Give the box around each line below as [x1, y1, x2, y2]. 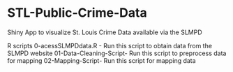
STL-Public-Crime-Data [7, 5, 148, 21]
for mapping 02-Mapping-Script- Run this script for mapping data [7, 56, 197, 64]
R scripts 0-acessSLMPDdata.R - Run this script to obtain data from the [7, 41, 213, 50]
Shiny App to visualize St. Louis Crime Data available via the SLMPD [7, 28, 202, 36]
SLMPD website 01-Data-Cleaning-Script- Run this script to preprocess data [7, 49, 227, 57]
